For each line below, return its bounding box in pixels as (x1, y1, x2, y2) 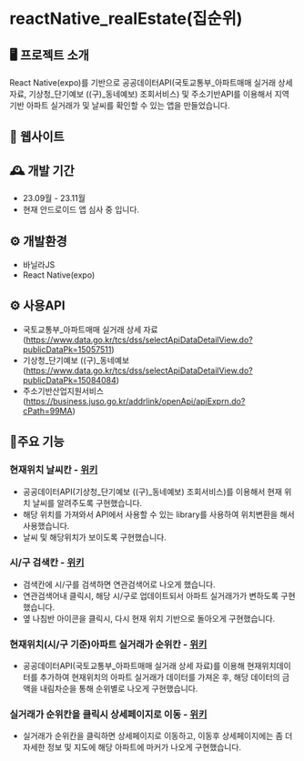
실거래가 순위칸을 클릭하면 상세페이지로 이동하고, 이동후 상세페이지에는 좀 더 (22, 730, 293, 742)
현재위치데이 (247, 661, 291, 672)
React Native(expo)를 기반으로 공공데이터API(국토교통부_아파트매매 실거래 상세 (9, 77, 293, 87)
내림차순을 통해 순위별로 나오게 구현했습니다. (39, 684, 198, 695)
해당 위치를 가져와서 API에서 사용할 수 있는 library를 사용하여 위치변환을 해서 (22, 509, 295, 520)
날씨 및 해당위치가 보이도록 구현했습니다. (22, 532, 167, 543)
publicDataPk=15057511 (22, 343, 112, 355)
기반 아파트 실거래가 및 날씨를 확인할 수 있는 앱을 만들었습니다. (9, 100, 230, 110)
